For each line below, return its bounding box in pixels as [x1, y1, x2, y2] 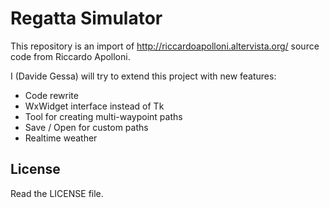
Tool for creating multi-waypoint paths [24, 110, 183, 122]
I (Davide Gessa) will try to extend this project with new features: [10, 70, 277, 82]
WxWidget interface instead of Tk [24, 100, 165, 112]
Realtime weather [24, 132, 98, 144]
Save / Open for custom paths [24, 121, 149, 133]
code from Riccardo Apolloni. [10, 50, 131, 62]
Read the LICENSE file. [10, 187, 104, 199]
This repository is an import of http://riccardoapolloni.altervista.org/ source [10, 40, 320, 52]
